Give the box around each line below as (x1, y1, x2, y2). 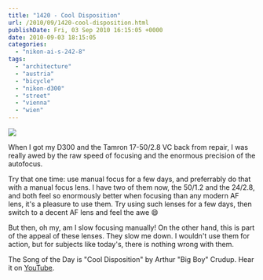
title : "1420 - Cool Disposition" (8, 11, 122, 20)
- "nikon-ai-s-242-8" (15, 48, 86, 56)
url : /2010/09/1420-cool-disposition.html (8, 19, 149, 27)
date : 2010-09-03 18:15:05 (8, 33, 97, 42)
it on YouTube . (8, 264, 55, 272)
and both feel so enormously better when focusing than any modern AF (8, 191, 239, 200)
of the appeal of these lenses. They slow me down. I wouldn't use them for (8, 231, 250, 240)
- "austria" (15, 70, 55, 78)
